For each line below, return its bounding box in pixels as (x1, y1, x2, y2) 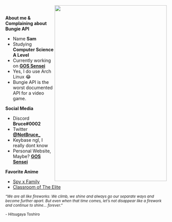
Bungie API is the (12, 79, 49, 85)
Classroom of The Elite (12, 184, 61, 190)
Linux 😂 (12, 74, 31, 80)
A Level (12, 52, 29, 58)
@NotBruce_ (12, 131, 41, 138)
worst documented (12, 84, 53, 91)
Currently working (12, 57, 51, 63)
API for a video (12, 90, 45, 96)
